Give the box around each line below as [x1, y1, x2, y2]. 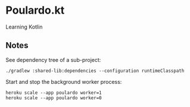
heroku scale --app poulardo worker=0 [5, 95, 102, 101]
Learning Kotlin [5, 23, 43, 30]
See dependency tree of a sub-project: [5, 56, 101, 63]
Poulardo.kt [5, 4, 65, 17]
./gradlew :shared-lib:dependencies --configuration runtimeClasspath [5, 68, 185, 74]
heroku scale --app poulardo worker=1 [5, 90, 102, 96]
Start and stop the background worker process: [5, 78, 122, 85]
